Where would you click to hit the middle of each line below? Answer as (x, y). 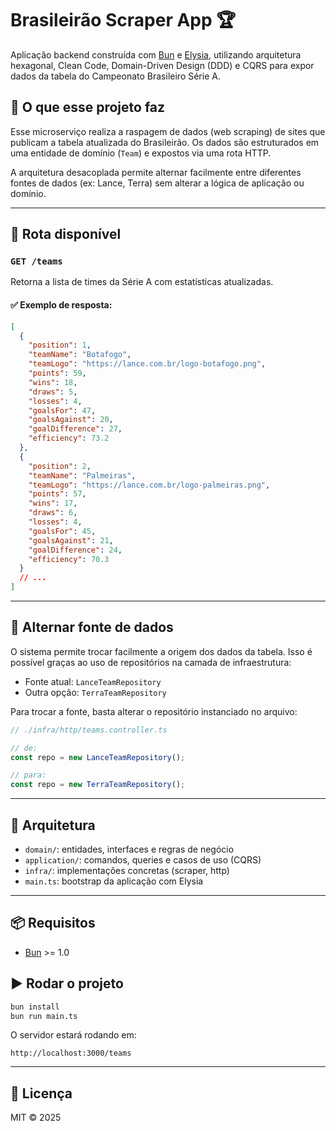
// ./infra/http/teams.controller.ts (89, 730)
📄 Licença (41, 1093)
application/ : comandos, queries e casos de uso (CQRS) (143, 860)
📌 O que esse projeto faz (88, 107)
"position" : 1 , (60, 345)
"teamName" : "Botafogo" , (80, 355)
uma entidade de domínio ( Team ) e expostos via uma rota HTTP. (141, 153)
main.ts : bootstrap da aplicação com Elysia (114, 881)
